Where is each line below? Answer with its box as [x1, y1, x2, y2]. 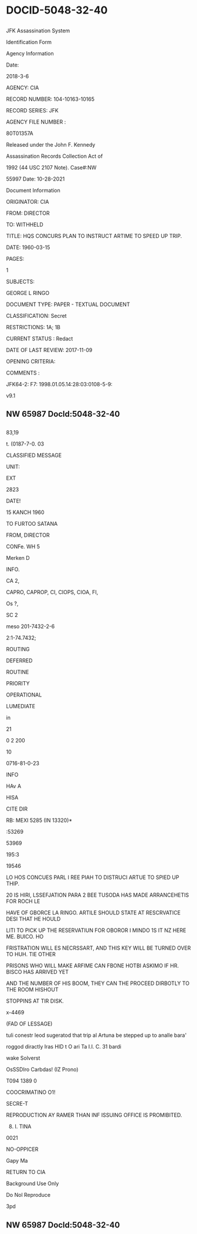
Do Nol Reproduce [6, 1192, 51, 1199]
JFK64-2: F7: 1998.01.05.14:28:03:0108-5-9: [6, 380, 113, 387]
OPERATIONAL [6, 691, 42, 698]
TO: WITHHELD [6, 221, 44, 228]
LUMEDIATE [6, 703, 36, 710]
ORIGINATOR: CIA [6, 198, 49, 205]
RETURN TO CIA [6, 1169, 46, 1176]
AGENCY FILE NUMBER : [6, 118, 66, 125]
